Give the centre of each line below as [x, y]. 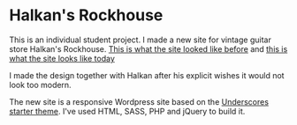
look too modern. [41, 85]
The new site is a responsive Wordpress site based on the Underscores [139, 101]
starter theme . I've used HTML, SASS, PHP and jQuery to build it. [127, 111]
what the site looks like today [62, 58]
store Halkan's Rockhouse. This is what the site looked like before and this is [148, 48]
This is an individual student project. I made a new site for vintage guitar [140, 40]
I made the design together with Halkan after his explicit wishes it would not [147, 75]
